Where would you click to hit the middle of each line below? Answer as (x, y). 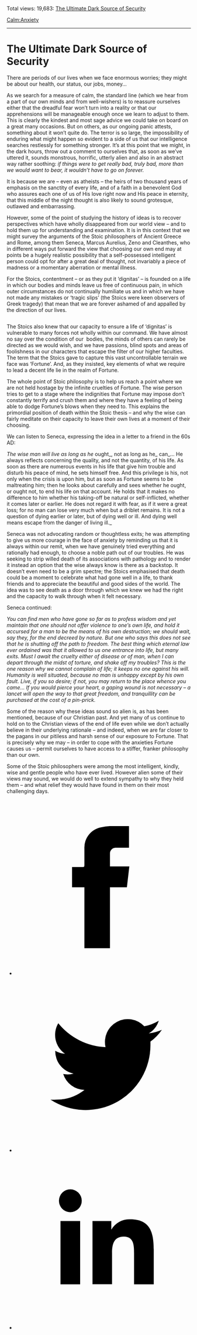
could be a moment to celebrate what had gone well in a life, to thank (90, 578)
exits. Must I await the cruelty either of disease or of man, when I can (90, 656)
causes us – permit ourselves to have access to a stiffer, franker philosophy (98, 748)
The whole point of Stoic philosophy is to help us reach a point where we (94, 381)
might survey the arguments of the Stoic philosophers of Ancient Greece (94, 236)
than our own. (23, 755)
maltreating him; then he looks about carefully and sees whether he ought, (96, 485)
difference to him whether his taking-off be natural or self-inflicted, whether (98, 497)
